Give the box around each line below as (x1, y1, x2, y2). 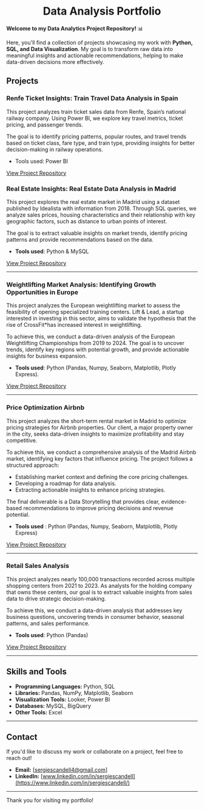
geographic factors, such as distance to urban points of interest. (6, 217, 168, 225)
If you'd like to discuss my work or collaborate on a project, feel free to (6, 748, 183, 755)
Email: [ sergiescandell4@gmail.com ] (15, 766, 108, 773)
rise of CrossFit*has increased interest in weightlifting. (6, 321, 143, 329)
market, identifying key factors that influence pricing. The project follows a (6, 455, 193, 462)
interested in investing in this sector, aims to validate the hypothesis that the (6, 315, 196, 322)
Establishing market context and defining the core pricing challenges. (15, 473, 189, 480)
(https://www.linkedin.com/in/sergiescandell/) (15, 779, 131, 786)
